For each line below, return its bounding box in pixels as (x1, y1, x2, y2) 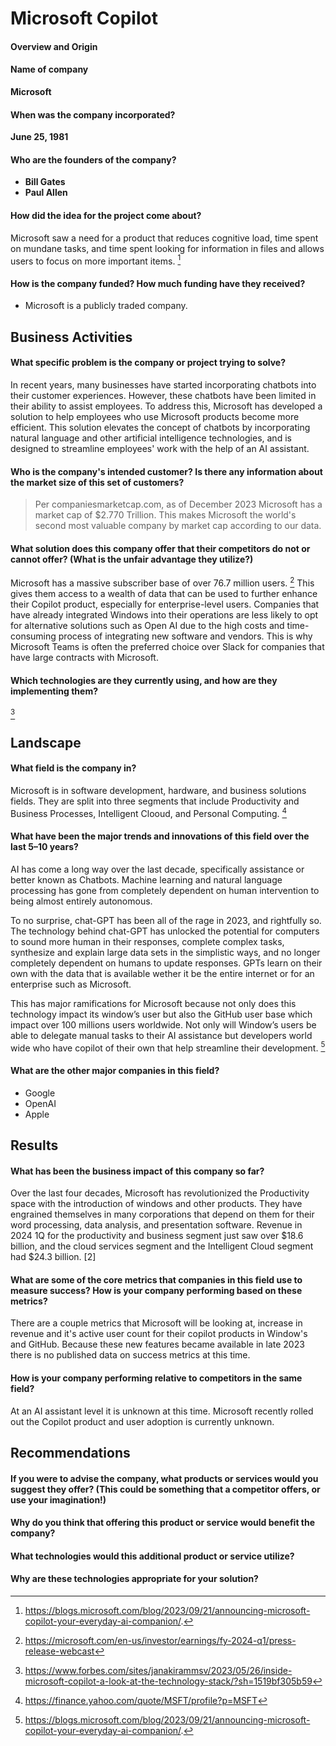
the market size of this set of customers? (10, 476, 185, 488)
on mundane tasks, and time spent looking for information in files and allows (10, 242, 325, 254)
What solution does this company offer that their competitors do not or (10, 542, 311, 554)
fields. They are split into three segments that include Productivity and (10, 795, 300, 807)
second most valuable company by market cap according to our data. (34, 520, 322, 532)
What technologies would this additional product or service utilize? (10, 1550, 295, 1562)
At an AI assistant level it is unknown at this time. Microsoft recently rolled (10, 1405, 314, 1417)
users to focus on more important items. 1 (10, 253, 182, 267)
